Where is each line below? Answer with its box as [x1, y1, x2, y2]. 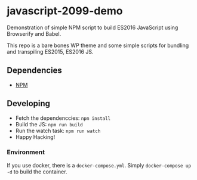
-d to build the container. [7, 168, 67, 175]
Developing [7, 98, 50, 108]
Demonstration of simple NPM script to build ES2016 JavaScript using [7, 24, 178, 31]
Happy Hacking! [15, 133, 56, 141]
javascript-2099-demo [7, 4, 123, 18]
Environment [7, 148, 45, 156]
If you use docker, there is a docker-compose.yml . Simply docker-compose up [7, 162, 192, 169]
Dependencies [7, 66, 62, 76]
